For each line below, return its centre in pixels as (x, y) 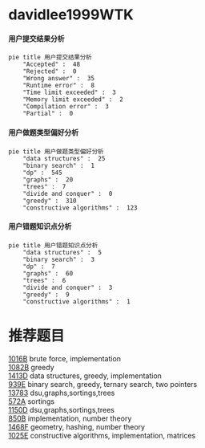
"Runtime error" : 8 (58, 86)
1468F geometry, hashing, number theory (77, 426)
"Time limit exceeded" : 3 (69, 93)
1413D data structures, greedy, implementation (85, 376)
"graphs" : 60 (48, 273)
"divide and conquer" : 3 (68, 287)
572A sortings (31, 401)
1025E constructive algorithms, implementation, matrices (102, 435)
